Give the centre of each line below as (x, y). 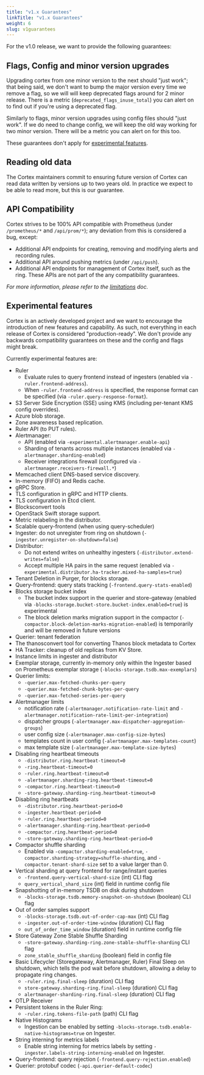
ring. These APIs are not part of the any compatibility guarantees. (97, 275)
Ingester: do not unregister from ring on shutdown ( (79, 533)
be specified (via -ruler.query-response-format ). (86, 396)
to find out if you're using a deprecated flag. (62, 106)
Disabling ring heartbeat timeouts (57, 753)
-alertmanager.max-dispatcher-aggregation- (129, 722)
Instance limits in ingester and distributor (66, 656)
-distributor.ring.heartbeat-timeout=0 (75, 761)
